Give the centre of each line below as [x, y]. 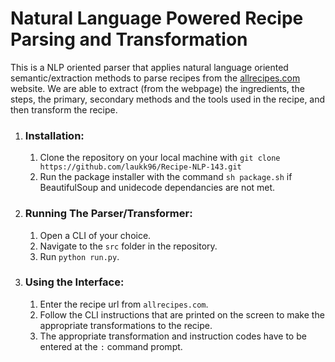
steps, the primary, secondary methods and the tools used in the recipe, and [168, 99]
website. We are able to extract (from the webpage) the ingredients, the [157, 88]
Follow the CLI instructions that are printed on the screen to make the [182, 314]
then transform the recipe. [64, 109]
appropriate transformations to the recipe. [126, 325]
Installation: [54, 135]
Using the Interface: [74, 282]
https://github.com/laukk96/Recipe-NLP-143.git [140, 167]
